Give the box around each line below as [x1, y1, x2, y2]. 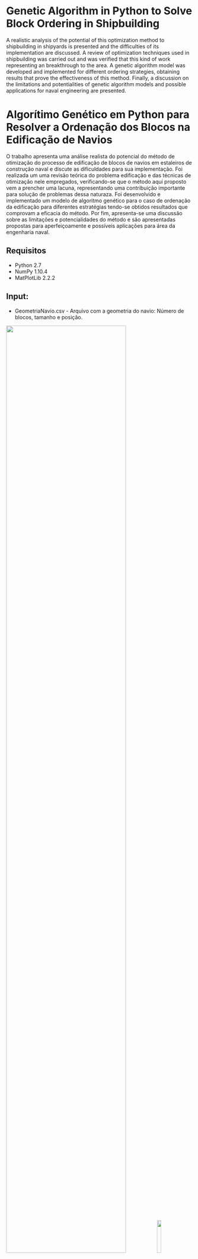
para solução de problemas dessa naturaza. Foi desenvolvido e [6, 190, 161, 197]
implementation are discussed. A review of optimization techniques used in [6, 49, 190, 56]
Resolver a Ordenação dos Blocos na [6, 121, 191, 134]
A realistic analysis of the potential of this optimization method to [6, 36, 165, 43]
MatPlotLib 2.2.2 [14, 274, 55, 281]
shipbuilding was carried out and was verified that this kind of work [6, 55, 171, 62]
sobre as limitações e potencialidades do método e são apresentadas [6, 216, 176, 223]
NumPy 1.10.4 [14, 267, 48, 275]
